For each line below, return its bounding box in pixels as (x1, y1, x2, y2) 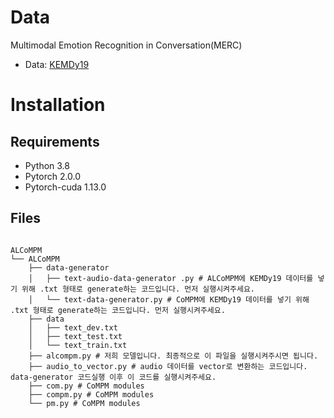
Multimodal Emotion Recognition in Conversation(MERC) (10, 39, 243, 51)
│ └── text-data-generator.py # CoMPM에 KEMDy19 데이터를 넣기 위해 (28, 294, 310, 305)
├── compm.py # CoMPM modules (28, 389, 155, 400)
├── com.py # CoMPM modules (28, 381, 145, 391)
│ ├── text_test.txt (28, 331, 123, 341)
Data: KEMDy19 (24, 58, 90, 70)
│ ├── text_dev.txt (28, 322, 118, 333)
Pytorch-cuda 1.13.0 (24, 181, 107, 193)
